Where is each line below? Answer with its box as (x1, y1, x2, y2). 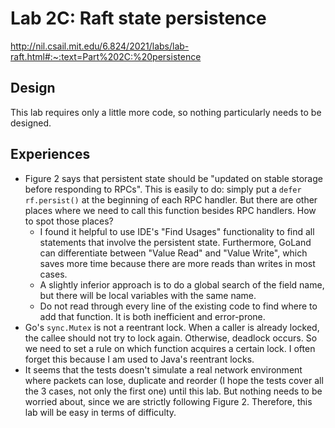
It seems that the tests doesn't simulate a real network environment (24, 363, 303, 376)
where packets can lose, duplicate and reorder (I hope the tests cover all (24, 374, 324, 386)
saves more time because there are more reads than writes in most (39, 257, 316, 269)
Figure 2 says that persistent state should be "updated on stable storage (24, 172, 323, 184)
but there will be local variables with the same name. (39, 289, 257, 301)
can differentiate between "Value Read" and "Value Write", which (39, 247, 308, 259)
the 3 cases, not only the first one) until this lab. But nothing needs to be (24, 385, 323, 397)
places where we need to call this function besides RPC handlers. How (24, 204, 317, 216)
